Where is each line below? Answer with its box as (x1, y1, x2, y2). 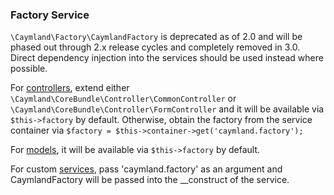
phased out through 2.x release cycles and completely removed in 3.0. (10, 41, 301, 53)
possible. (10, 63, 48, 75)
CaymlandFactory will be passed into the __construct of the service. (10, 174, 290, 186)
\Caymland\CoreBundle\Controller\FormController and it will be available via (10, 103, 325, 115)
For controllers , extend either (10, 82, 130, 94)
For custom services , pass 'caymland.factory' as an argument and (10, 163, 283, 175)
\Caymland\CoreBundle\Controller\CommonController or (10, 93, 237, 105)
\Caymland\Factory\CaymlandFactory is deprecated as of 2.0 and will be (10, 31, 303, 43)
